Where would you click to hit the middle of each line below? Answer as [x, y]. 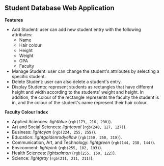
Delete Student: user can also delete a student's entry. [67, 82]
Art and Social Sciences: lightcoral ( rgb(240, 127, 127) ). [69, 127]
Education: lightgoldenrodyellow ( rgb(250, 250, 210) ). [67, 137]
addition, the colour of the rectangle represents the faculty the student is [85, 97]
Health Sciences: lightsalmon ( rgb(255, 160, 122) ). [64, 153]
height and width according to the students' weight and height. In [78, 92]
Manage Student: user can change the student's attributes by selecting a [85, 71]
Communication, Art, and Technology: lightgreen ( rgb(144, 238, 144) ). [83, 142]
